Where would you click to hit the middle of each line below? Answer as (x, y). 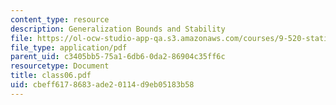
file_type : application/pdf (69, 47)
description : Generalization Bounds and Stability (118, 29)
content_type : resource (60, 19)
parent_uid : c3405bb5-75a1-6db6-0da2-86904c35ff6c (118, 57)
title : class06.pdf (51, 76)
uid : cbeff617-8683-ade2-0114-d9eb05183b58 (102, 85)
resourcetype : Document (60, 66)
